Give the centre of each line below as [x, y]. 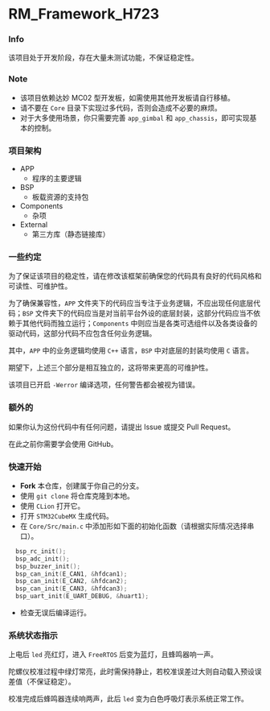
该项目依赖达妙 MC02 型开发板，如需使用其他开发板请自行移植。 [127, 97]
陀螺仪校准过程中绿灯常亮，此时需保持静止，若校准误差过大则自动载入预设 [131, 672]
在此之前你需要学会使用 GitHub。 [63, 444]
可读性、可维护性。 [40, 286]
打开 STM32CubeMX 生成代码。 [67, 515]
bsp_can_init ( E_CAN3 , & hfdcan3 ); [72, 589]
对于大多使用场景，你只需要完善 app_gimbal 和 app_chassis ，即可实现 [135, 118]
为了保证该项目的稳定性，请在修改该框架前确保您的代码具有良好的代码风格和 [135, 276]
